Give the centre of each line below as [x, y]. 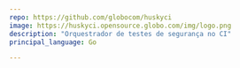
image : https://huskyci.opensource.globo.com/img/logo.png [120, 26]
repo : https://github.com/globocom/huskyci [91, 17]
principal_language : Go [53, 42]
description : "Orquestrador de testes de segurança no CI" [120, 34]
